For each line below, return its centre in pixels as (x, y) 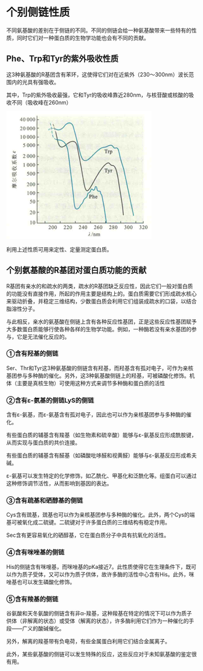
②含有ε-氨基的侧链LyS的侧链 (50, 400)
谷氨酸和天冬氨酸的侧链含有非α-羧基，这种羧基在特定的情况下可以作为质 (97, 614)
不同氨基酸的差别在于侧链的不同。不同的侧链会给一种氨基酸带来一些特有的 (99, 30)
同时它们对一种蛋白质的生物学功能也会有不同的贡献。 (83, 37)
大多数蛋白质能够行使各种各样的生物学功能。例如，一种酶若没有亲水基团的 (99, 329)
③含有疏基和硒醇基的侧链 (45, 501)
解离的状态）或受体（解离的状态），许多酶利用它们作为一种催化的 (108, 621)
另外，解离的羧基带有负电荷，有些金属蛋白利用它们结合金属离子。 (88, 641)
